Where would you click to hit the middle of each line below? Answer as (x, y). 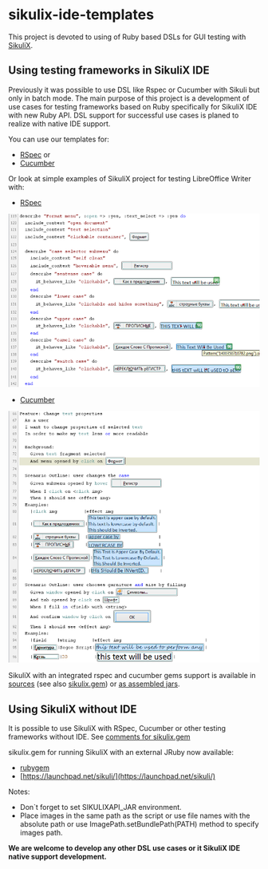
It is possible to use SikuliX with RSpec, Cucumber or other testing (117, 728)
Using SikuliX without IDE (73, 709)
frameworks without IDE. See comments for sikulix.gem (99, 736)
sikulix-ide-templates (81, 15)
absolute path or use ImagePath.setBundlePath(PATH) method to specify (139, 823)
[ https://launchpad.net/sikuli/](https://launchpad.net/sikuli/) (118, 776)
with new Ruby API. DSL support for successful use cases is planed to (124, 115)
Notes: (19, 792)
